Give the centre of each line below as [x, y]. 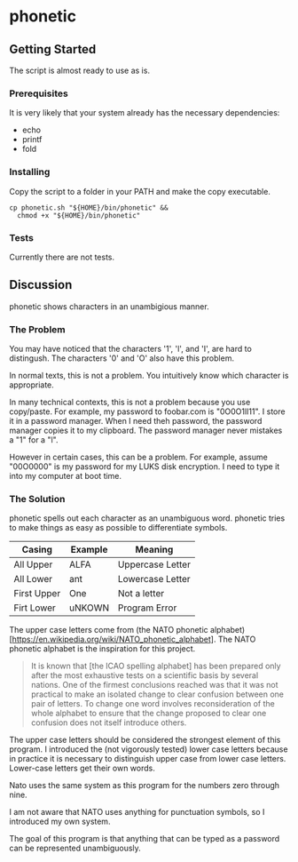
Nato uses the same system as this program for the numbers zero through [145, 786]
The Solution [37, 499]
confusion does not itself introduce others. [109, 722]
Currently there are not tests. [62, 257]
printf [32, 140]
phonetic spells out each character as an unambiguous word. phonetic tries [147, 518]
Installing [30, 172]
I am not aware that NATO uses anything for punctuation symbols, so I [137, 812]
